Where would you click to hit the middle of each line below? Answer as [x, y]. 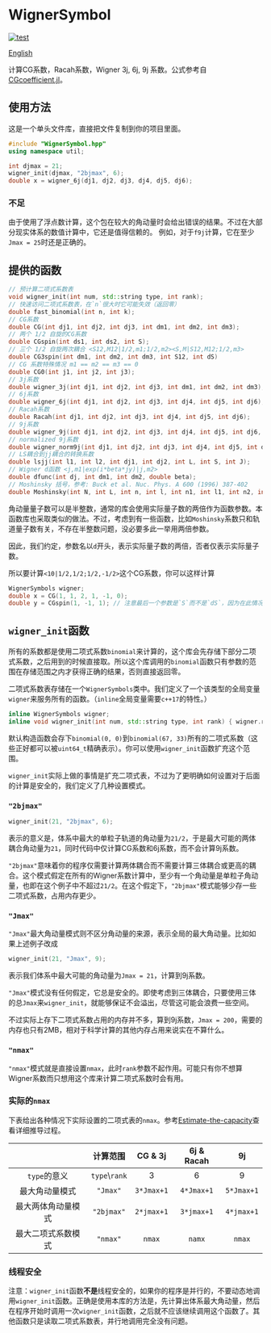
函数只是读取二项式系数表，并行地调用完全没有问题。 [103, 1321]
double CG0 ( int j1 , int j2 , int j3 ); [72, 372]
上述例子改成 [36, 944]
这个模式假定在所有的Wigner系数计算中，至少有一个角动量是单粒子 [133, 876]
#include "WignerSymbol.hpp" [57, 144]
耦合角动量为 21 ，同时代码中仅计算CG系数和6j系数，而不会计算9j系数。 [126, 849]
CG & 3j [152, 1155]
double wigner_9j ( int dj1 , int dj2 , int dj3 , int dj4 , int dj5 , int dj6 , [135, 432]
